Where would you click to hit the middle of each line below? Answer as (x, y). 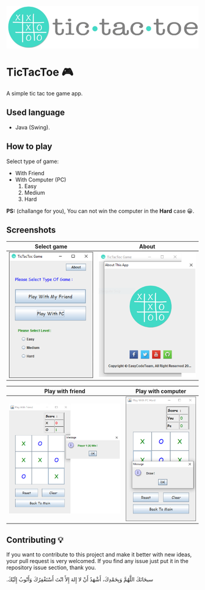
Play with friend (65, 391)
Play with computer (161, 391)
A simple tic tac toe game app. (45, 93)
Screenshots (31, 230)
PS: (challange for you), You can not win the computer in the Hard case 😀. (100, 211)
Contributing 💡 (35, 540)
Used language (36, 113)
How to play (29, 147)
